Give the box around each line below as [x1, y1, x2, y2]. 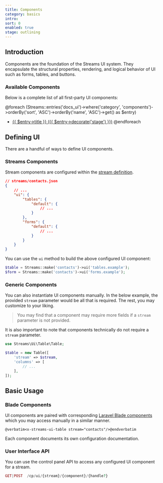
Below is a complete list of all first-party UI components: [5, 95, 118, 101]
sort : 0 [5, 21, 21, 26]
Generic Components [5, 281, 57, 288]
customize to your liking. [5, 303, 55, 308]
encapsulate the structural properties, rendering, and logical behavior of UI [5, 66, 156, 72]
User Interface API [5, 448, 50, 455]
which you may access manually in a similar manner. [5, 417, 111, 423]
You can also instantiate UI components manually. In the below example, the [5, 292, 158, 298]
